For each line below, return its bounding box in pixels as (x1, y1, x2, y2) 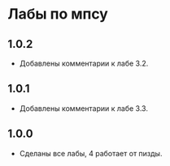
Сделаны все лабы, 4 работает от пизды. (19, 148, 163, 158)
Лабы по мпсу (7, 5, 109, 23)
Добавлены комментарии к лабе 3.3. (19, 103, 148, 113)
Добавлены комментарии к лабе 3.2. (19, 58, 149, 68)
